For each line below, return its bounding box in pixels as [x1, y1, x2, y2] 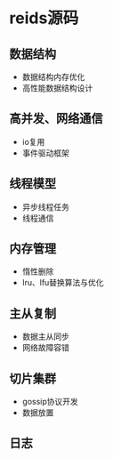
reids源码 [9, 8, 79, 28]
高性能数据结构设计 [21, 83, 93, 93]
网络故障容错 [21, 342, 69, 353]
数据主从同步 [21, 331, 69, 342]
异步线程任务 [21, 201, 69, 212]
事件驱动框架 [21, 148, 69, 158]
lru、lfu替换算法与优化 [21, 277, 104, 288]
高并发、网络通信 [9, 111, 103, 126]
